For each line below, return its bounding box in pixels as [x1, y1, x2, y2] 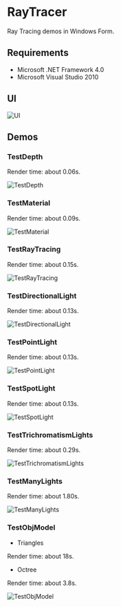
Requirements [7, 47, 69, 59]
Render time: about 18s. [7, 552, 74, 560]
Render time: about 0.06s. [7, 167, 81, 176]
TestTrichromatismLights [7, 430, 93, 440]
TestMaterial [7, 198, 50, 208]
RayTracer [7, 4, 67, 20]
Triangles [16, 539, 44, 547]
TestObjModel [7, 523, 56, 532]
